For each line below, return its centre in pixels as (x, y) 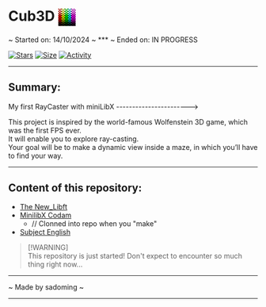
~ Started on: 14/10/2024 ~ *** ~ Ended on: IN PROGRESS (103, 40)
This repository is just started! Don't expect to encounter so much (135, 256)
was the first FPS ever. (45, 130)
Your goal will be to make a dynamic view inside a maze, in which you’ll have (133, 147)
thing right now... (55, 264)
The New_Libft (44, 207)
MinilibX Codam (46, 215)
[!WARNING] (48, 248)
